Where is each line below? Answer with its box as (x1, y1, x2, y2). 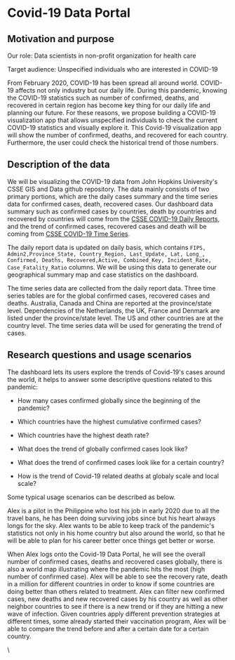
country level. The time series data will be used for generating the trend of (7, 321, 222, 329)
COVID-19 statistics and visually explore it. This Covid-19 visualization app (7, 124, 222, 131)
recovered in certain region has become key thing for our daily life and (7, 101, 210, 110)
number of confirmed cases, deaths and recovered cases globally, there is (7, 557, 223, 566)
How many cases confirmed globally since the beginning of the (17, 396, 201, 404)
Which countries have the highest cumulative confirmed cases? (17, 417, 201, 425)
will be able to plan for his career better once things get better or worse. (7, 536, 215, 545)
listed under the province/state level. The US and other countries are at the (7, 314, 224, 322)
